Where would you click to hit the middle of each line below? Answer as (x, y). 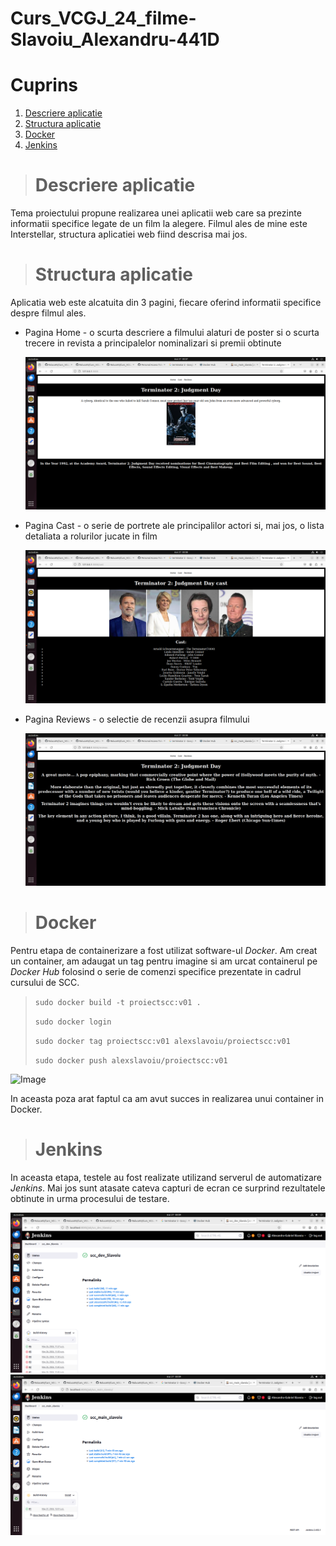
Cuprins (44, 85)
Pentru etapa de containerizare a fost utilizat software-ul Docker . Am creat (164, 950)
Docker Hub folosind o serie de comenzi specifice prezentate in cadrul (156, 971)
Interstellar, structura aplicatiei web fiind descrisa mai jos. (129, 234)
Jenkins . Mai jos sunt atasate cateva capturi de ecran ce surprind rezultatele (168, 1188)
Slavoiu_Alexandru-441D (115, 39)
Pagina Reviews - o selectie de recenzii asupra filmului (137, 719)
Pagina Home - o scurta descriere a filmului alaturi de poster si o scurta (172, 332)
